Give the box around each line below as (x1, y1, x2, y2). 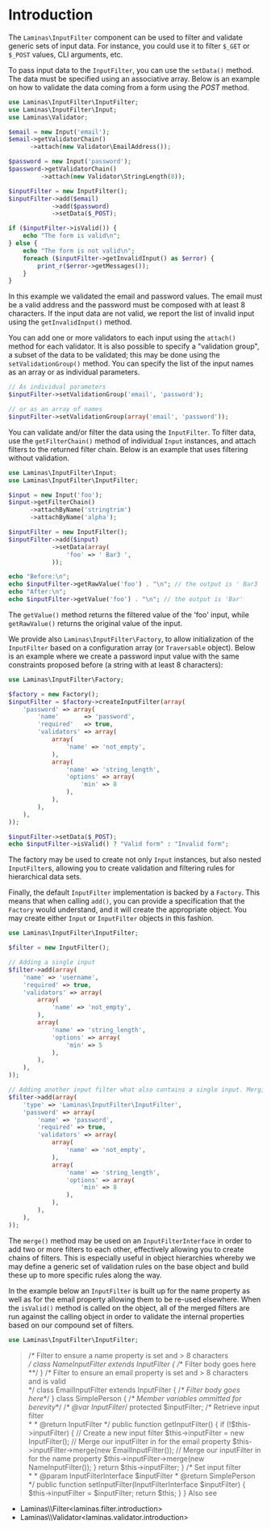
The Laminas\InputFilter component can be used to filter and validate (8, 32, 244, 42)
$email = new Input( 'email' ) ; (8, 128, 110, 136)
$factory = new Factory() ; (8, 690, 99, 698)
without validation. (8, 453, 70, 463)
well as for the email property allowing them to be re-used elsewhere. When (8, 1294, 261, 1304)
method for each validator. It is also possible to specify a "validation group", (8, 341, 260, 351)
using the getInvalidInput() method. (8, 317, 132, 327)
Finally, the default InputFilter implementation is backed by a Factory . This (8, 887, 261, 897)
